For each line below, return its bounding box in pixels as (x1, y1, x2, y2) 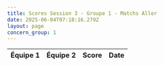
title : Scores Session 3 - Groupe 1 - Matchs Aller (7, 10, 157, 17)
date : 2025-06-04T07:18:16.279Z (7, 16, 99, 23)
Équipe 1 (10, 50, 40, 60)
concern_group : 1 (7, 29, 57, 36)
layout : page (7, 22, 44, 29)
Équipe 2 (46, 50, 77, 60)
